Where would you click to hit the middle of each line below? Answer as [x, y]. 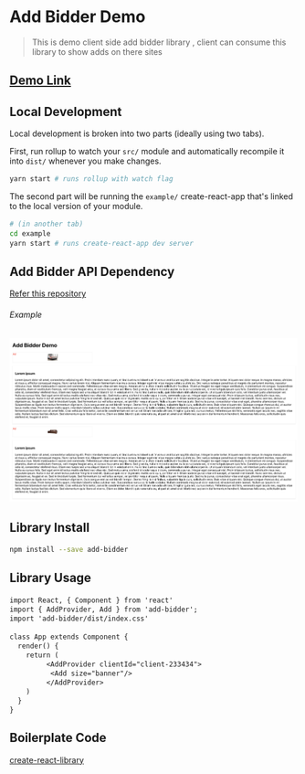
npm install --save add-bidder [69, 550]
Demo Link [40, 81]
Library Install [49, 527]
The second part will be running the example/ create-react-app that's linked [152, 196]
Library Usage [50, 578]
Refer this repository [48, 293]
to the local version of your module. [76, 207]
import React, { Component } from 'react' [91, 600]
